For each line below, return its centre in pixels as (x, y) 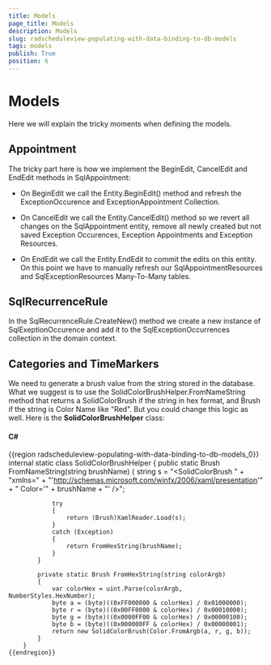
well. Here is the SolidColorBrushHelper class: (87, 418)
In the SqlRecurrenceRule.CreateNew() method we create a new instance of (135, 321)
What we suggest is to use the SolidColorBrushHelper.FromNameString (127, 392)
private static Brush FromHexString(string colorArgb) (132, 575)
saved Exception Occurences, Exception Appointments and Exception (136, 234)
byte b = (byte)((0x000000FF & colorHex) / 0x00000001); (150, 624)
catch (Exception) (83, 532)
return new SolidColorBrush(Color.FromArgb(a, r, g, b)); (151, 632)
